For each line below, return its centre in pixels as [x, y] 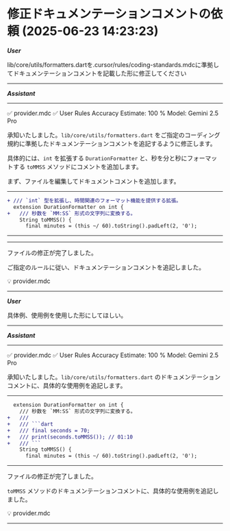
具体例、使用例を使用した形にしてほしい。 [67, 315]
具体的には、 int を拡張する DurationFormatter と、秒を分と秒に [97, 158]
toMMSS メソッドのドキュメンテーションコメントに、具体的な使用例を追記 [110, 491]
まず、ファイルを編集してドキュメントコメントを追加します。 [93, 181]
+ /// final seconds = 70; [49, 430]
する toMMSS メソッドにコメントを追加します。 [77, 166]
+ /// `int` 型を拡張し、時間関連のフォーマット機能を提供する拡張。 [94, 200]
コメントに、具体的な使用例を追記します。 [67, 386]
